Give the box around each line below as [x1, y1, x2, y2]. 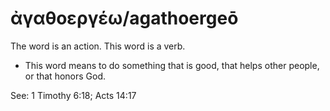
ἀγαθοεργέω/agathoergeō [10, 7, 239, 30]
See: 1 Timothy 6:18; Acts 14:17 [10, 89, 137, 101]
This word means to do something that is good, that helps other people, [24, 59, 320, 71]
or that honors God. [24, 70, 107, 82]
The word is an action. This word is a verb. [10, 40, 186, 52]
